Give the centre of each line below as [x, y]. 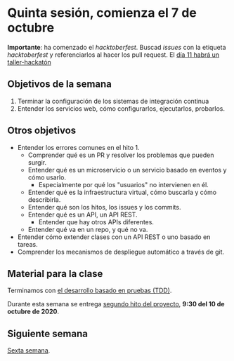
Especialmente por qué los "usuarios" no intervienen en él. [123, 184]
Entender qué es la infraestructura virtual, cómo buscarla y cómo [122, 192]
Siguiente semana [47, 333]
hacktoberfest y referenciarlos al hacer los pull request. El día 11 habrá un [113, 55]
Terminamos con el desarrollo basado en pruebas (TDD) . [90, 291]
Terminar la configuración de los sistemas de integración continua [113, 101]
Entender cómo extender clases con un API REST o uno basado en [114, 237]
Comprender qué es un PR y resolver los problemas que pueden [121, 155]
